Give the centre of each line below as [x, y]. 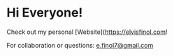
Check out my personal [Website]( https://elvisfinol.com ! [87, 32]
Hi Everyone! [45, 13]
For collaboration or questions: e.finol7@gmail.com [80, 45]
